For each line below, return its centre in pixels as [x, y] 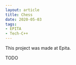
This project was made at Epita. [38, 48]
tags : [11, 24]
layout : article [22, 10]
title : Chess [19, 15]
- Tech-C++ [17, 34]
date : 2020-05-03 [24, 19]
